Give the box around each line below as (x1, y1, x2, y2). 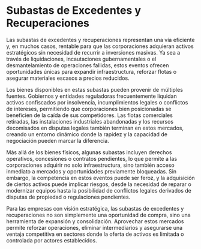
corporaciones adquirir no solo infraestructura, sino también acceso (6, 161, 175, 169)
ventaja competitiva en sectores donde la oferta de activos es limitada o (6, 230, 184, 238)
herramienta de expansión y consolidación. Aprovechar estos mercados (6, 217, 184, 225)
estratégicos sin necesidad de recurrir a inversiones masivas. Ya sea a (6, 49, 181, 56)
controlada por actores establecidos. (6, 236, 97, 244)
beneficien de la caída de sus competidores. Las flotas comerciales (6, 112, 173, 119)
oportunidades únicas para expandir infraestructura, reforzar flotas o (6, 68, 177, 75)
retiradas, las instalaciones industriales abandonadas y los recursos (6, 118, 174, 125)
